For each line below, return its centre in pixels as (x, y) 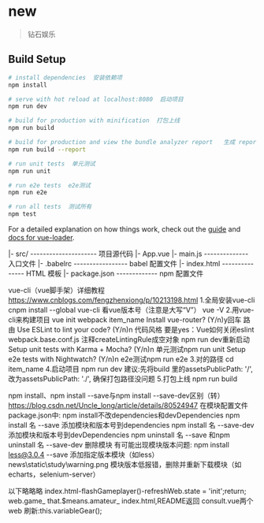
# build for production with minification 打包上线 (94, 121)
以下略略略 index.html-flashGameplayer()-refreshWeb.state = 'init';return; (127, 491)
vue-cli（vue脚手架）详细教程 (56, 290)
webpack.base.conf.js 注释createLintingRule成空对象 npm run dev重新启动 (129, 339)
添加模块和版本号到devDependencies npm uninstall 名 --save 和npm (119, 435)
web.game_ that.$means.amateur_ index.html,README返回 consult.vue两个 (131, 501)
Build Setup (37, 59)
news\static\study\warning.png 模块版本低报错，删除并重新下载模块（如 (125, 464)
